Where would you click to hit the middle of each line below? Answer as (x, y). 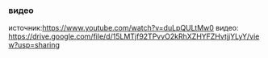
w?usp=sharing (34, 45)
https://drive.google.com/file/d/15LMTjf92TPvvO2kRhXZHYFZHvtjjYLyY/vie (134, 36)
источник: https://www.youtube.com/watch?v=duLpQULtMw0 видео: (124, 28)
